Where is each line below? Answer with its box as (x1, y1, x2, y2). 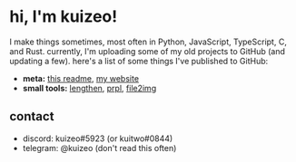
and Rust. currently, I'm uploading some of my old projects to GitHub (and (9, 45, 286, 56)
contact (9, 109, 54, 124)
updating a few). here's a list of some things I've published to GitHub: (9, 55, 269, 66)
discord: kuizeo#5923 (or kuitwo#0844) (22, 133, 173, 144)
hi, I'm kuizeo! (9, 6, 118, 27)
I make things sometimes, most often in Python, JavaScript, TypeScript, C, (9, 36, 288, 47)
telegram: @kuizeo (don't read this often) (22, 142, 177, 153)
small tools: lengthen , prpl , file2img (22, 82, 157, 93)
